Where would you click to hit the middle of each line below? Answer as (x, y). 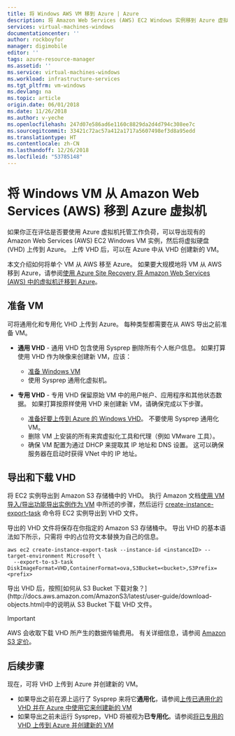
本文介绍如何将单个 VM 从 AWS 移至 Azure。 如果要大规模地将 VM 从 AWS (115, 264)
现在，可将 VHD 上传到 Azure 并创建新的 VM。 (74, 684)
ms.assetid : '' (29, 66)
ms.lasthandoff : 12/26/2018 (48, 150)
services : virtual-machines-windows (60, 27)
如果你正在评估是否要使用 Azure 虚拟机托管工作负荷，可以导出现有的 (106, 232)
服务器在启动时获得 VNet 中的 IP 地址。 (84, 453)
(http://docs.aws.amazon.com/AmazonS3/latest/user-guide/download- (109, 596)
